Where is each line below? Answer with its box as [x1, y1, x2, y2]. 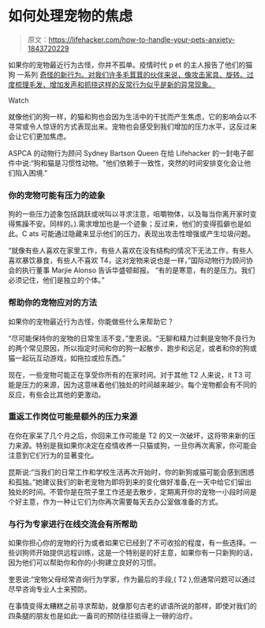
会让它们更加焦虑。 [8, 131, 71, 141]
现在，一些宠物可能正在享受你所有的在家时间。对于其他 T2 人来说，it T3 [8, 370, 243, 379]
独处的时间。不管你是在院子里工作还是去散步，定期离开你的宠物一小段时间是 [8, 487, 257, 496]
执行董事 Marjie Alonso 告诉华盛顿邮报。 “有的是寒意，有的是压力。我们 [21, 265, 256, 275]
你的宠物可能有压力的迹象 [8, 190, 106, 201]
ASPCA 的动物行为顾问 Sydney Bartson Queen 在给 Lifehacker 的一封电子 [8, 148, 247, 158]
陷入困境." [14, 167, 48, 178]
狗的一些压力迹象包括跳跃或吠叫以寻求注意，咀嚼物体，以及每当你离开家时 [8, 209, 250, 219]
